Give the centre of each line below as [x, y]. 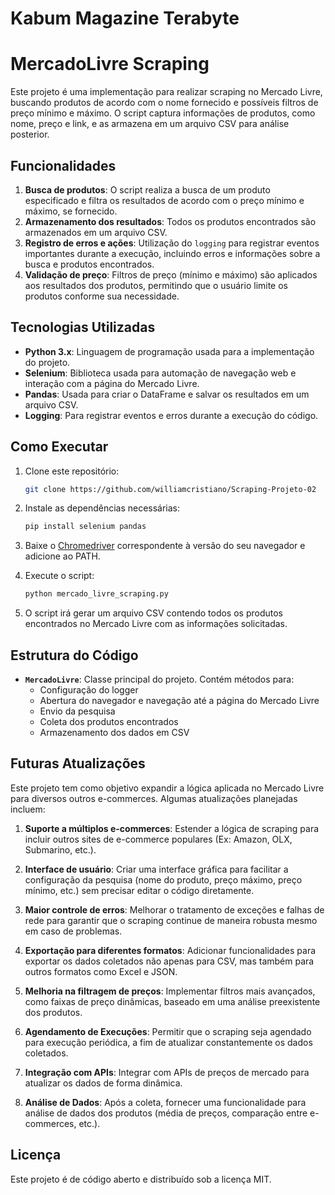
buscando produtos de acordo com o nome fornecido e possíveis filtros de [164, 103]
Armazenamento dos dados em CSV [114, 732]
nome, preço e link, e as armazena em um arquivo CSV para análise [150, 124]
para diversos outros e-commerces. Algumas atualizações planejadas [154, 798]
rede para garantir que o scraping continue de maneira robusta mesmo [171, 920]
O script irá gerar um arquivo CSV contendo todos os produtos [153, 613]
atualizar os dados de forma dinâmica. [103, 1083]
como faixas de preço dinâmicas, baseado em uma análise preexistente [172, 1001]
